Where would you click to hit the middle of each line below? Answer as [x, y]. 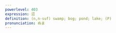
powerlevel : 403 [21, 9]
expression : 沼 [20, 14]
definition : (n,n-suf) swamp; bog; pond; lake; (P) [58, 18]
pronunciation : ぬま [25, 23]
